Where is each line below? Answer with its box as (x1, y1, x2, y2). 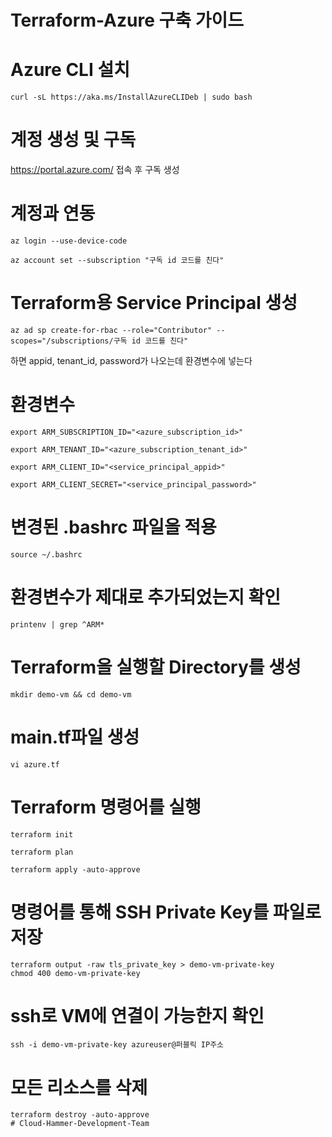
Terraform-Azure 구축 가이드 (10, 9, 244, 32)
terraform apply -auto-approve (10, 864, 141, 875)
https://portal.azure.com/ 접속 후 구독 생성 (10, 164, 180, 176)
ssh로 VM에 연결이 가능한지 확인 (10, 1004, 265, 1027)
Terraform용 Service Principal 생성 (10, 292, 298, 315)
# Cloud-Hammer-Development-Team (10, 1119, 150, 1129)
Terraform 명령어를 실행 (10, 796, 202, 818)
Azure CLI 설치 (10, 59, 130, 81)
